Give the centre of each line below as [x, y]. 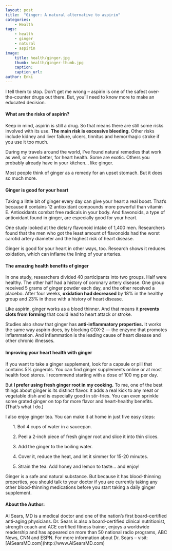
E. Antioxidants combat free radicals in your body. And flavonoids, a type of [85, 212]
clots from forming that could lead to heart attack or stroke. [69, 314]
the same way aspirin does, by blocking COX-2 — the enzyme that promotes [86, 330]
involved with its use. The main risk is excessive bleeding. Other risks [80, 131]
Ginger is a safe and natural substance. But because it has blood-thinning [83, 476]
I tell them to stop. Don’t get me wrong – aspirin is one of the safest [76, 91]
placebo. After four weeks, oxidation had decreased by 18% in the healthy [84, 294]
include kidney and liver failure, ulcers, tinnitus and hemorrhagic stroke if [82, 137]
